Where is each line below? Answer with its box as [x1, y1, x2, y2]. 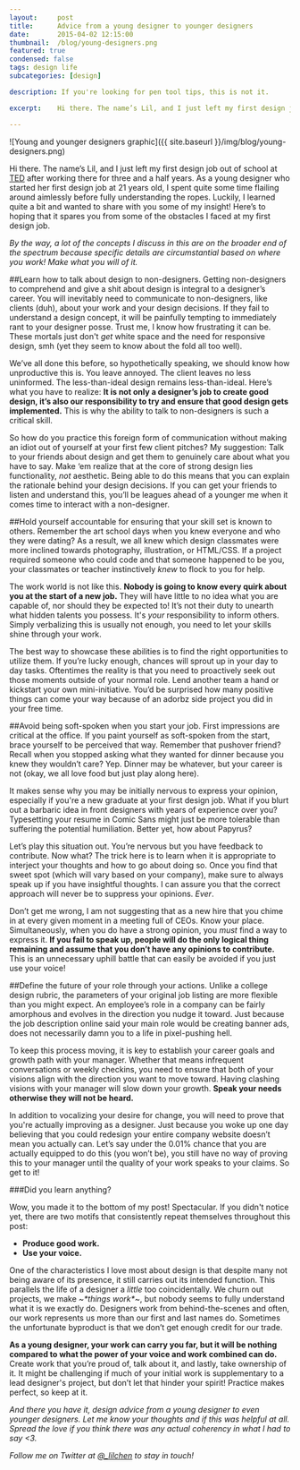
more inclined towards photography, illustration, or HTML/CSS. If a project [9, 544, 282, 555]
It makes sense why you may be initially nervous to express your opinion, [9, 785, 279, 796]
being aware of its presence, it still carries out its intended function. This [9, 1274, 275, 1285]
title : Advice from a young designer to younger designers [9, 21, 254, 30]
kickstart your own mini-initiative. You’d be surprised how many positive [9, 684, 274, 695]
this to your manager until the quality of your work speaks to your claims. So [9, 1157, 290, 1168]
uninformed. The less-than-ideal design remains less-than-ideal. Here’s [9, 377, 272, 388]
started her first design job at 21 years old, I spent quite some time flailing [9, 182, 279, 192]
